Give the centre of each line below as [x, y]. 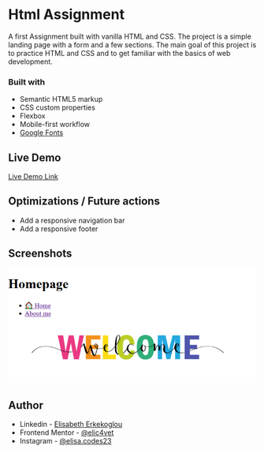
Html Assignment [66, 15]
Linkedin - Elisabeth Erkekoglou [71, 425]
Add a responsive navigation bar [72, 220]
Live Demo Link [33, 177]
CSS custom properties [58, 107]
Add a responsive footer [59, 228]
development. [30, 62]
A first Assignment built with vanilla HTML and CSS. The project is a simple [130, 36]
